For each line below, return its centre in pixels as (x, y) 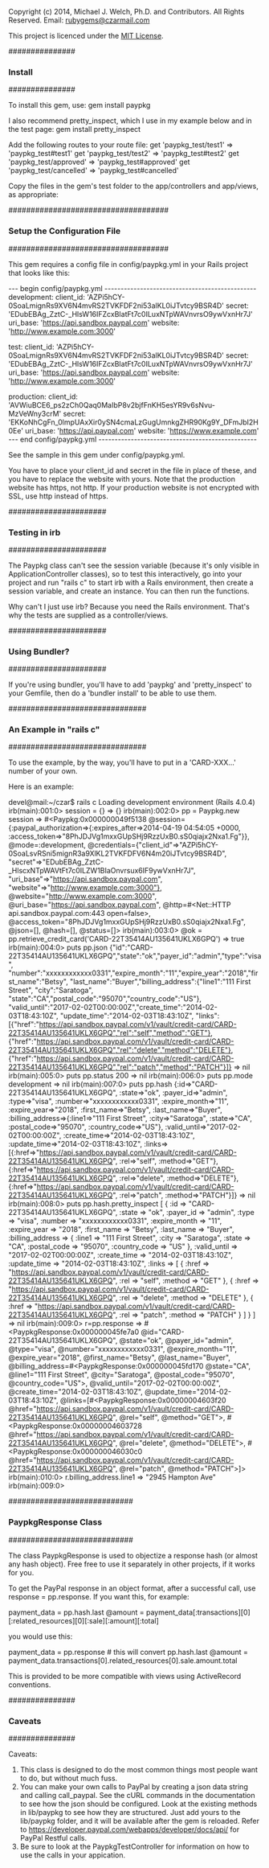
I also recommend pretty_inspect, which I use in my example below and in (130, 121)
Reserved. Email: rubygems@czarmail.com (79, 20)
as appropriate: (33, 195)
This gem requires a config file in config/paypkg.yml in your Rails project (128, 264)
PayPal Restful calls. (53, 1838)
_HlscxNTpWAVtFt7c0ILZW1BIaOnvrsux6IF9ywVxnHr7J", (102, 871)
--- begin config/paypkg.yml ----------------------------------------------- (132, 288)
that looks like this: (39, 273)
